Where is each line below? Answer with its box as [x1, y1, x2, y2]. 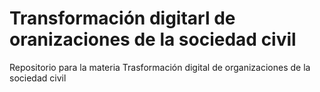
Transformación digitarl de [9, 7, 236, 30]
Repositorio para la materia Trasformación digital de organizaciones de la [9, 61, 311, 73]
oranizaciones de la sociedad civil [9, 28, 297, 51]
